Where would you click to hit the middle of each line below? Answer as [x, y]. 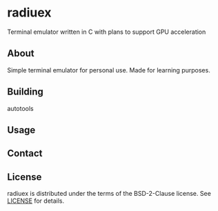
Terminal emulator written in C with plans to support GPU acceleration [107, 32]
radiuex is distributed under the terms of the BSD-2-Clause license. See [109, 194]
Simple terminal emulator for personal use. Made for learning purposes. [109, 70]
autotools [20, 108]
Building [25, 92]
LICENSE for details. [36, 201]
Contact [25, 153]
